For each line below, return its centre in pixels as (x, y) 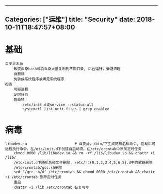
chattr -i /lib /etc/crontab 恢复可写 (51, 187)
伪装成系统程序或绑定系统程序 (39, 79)
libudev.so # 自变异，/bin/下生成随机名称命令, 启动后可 (80, 144)
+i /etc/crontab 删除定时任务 (33, 177)
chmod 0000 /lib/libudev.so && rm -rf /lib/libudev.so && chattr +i (84, 153)
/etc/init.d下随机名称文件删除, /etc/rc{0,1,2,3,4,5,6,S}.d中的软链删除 (83, 163)
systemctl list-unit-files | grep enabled (66, 109)
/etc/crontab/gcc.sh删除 (38, 168)
